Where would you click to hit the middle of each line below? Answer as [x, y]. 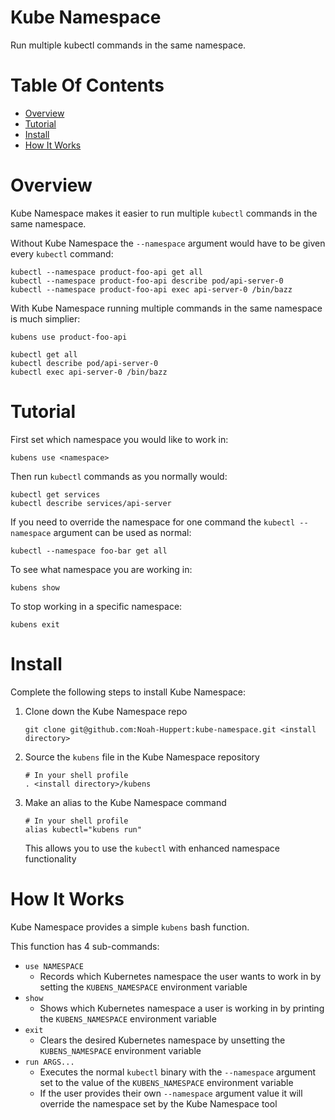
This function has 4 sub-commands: [85, 946]
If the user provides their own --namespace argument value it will [171, 1093]
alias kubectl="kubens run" [83, 829]
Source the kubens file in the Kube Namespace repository [142, 757]
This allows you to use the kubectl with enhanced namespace [152, 848]
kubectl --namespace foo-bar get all [89, 551]
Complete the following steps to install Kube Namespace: [128, 692]
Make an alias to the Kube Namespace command [125, 802]
